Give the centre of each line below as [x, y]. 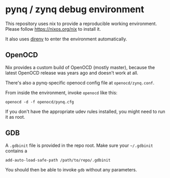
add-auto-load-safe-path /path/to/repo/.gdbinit [58, 160]
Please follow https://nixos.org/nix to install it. [53, 29]
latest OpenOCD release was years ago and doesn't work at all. [72, 73]
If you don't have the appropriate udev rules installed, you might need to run [85, 112]
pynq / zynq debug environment [75, 9]
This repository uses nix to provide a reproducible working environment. [81, 24]
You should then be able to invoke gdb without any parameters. [71, 169]
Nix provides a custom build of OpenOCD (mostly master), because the [80, 67]
